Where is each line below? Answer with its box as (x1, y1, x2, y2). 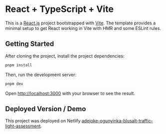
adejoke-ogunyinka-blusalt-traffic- (81, 118, 153, 124)
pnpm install (5, 62, 32, 68)
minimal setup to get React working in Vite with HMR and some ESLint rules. (5, 25, 161, 31)
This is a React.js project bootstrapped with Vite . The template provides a (5, 20, 156, 26)
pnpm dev (5, 81, 23, 86)
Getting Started (5, 40, 54, 48)
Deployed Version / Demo (5, 105, 86, 113)
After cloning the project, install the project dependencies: (5, 53, 125, 59)
